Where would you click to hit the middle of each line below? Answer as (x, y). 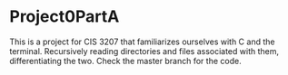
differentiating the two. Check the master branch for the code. (126, 61)
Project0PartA (65, 17)
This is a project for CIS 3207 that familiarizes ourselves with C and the (142, 42)
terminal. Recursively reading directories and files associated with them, (144, 51)
